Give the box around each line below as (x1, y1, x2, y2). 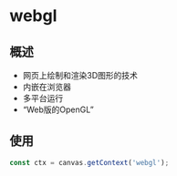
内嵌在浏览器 (22, 81, 71, 92)
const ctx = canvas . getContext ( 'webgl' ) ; (9, 158, 170, 167)
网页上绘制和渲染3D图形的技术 (22, 70, 139, 80)
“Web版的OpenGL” (22, 104, 94, 115)
